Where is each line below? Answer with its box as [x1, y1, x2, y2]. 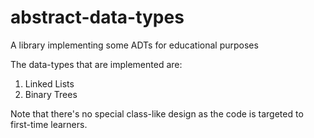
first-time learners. [10, 118, 88, 130]
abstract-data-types [10, 6, 185, 29]
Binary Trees [24, 88, 78, 100]
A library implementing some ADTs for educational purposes [10, 39, 259, 51]
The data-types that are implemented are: [10, 58, 183, 70]
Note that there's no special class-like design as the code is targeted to [10, 107, 304, 120]
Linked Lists [24, 77, 75, 90]
